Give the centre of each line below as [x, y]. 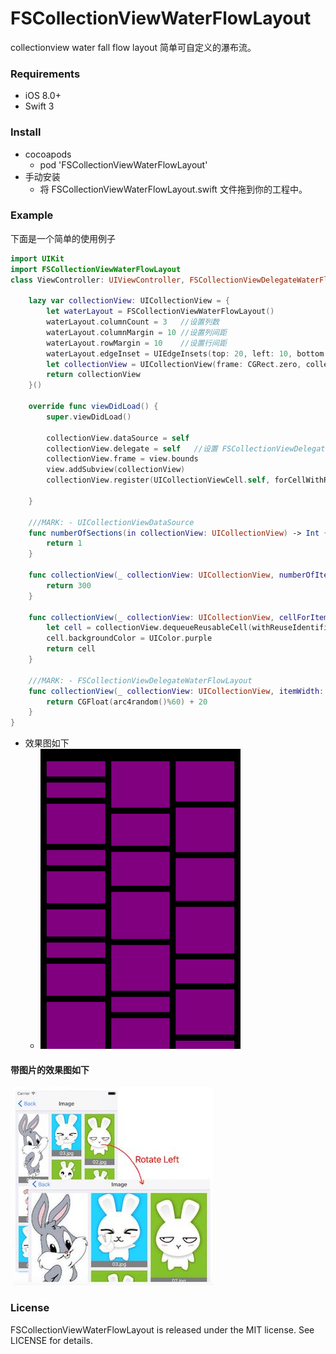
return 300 [69, 585]
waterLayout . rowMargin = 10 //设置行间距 [136, 343]
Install [26, 132]
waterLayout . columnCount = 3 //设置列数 [133, 322]
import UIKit [37, 258]
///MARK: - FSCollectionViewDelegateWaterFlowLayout [140, 680]
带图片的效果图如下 [50, 1069]
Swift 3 [39, 106]
